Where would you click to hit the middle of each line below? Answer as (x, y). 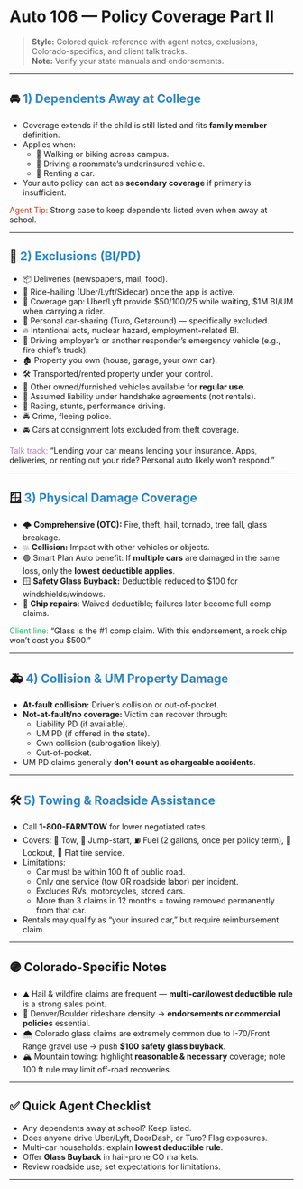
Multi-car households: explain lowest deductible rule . (123, 1147)
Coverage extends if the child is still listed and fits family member (145, 125)
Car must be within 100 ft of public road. (110, 872)
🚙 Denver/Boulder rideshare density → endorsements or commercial (151, 1013)
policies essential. (56, 1023)
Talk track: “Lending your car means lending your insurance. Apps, (133, 450)
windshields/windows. (64, 594)
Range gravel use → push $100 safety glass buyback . (124, 1046)
